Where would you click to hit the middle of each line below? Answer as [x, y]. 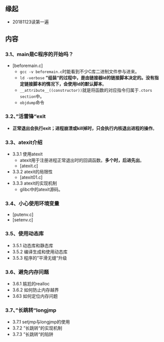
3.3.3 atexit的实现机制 [35, 183]
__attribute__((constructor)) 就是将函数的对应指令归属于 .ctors [86, 90]
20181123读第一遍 [31, 22]
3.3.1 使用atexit [28, 154]
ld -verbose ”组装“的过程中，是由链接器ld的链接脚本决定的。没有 [87, 77]
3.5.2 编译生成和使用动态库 [40, 252]
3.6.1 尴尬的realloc [31, 283]
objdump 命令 [32, 102]
